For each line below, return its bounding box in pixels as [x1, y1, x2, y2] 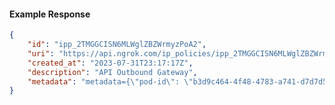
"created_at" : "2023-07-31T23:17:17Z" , [27, 58, 194, 68]
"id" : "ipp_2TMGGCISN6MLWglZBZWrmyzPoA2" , [27, 40, 207, 50]
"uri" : [27, 48, 55, 59]
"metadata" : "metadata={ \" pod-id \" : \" [27, 76, 194, 87]
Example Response [9, 8, 91, 20]
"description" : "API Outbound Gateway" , [27, 67, 198, 77]
